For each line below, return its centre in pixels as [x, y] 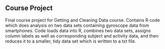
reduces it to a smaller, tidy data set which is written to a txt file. [71, 41]
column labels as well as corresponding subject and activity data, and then [82, 36]
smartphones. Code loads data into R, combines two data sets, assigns [78, 30]
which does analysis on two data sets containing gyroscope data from [77, 25]
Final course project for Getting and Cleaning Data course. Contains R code [83, 20]
